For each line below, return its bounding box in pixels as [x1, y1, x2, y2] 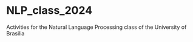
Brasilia [6, 29, 25, 37]
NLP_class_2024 [6, 4, 93, 17]
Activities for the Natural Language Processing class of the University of [6, 23, 187, 31]
